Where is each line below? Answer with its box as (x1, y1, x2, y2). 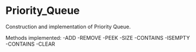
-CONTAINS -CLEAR (5, 40, 55, 47)
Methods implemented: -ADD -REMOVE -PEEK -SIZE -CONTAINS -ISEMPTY (5, 34, 190, 41)
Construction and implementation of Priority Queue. (5, 23, 131, 30)
